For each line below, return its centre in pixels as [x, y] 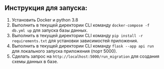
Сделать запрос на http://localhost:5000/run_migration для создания [85, 56]
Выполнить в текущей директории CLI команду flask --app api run [83, 46]
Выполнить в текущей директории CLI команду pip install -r [77, 35]
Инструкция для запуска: [46, 8]
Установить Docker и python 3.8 [45, 20]
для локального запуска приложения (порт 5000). [64, 51]
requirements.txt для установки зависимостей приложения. [75, 41]
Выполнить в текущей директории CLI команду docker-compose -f [81, 25]
